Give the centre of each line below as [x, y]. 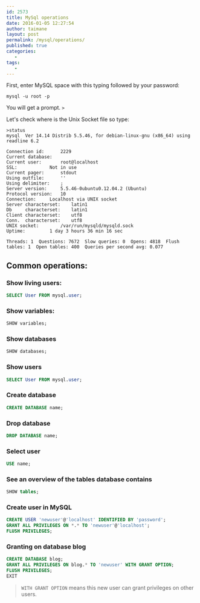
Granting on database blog [46, 547]
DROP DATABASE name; [32, 436]
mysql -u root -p [28, 97]
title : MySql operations [37, 18]
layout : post [23, 35]
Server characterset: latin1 [47, 205]
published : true [27, 46]
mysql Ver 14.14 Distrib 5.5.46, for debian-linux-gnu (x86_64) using [98, 136]
